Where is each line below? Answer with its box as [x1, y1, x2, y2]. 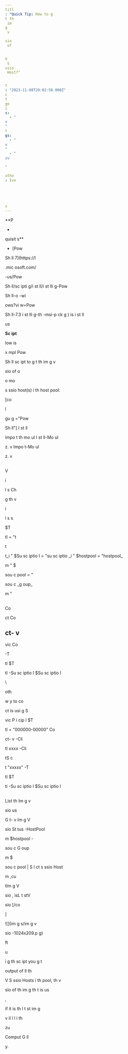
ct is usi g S [5, 708, 28, 714]
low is [5, 340, 17, 346]
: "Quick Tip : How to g [5, 12, 53, 17]
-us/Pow [5, 273, 22, 279]
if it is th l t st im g [5, 1006, 40, 1012]
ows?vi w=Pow [5, 302, 35, 308]
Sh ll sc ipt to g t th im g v [5, 359, 56, 365]
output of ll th [5, 968, 32, 974]
